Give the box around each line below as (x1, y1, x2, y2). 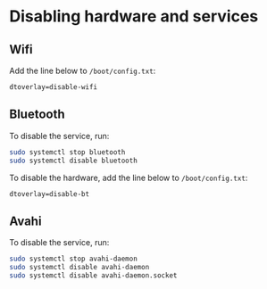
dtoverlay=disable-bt (9, 189, 90, 198)
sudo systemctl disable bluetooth (9, 156, 138, 165)
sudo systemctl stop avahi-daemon (9, 254, 138, 264)
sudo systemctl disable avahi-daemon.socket (9, 271, 178, 280)
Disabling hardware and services (9, 6, 259, 27)
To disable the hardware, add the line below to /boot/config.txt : (9, 172, 248, 183)
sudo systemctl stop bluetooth (9, 147, 126, 157)
